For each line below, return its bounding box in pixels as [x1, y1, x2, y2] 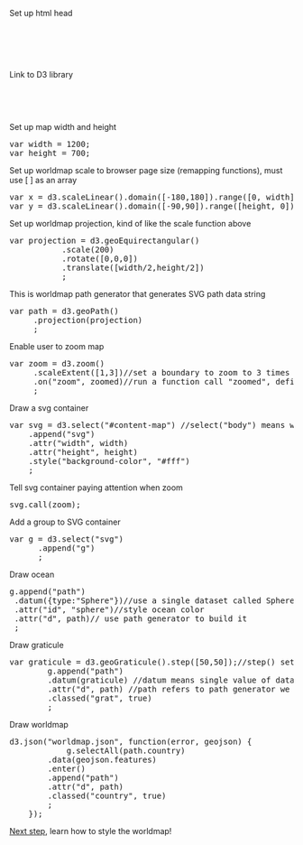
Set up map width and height [9, 122, 117, 132]
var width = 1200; [9, 139, 91, 149]
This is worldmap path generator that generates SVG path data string [9, 289, 266, 299]
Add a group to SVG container [9, 516, 121, 527]
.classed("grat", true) [47, 693, 152, 703]
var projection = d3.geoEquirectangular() [9, 236, 200, 246]
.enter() [47, 764, 86, 774]
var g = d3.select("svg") [9, 534, 124, 544]
